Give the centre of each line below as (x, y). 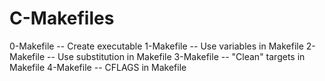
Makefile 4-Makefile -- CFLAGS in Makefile (98, 67)
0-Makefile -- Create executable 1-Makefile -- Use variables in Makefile (156, 46)
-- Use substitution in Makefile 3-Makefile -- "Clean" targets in (176, 56)
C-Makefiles (62, 18)
